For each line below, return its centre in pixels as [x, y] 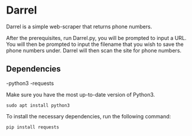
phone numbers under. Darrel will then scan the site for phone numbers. [94, 50]
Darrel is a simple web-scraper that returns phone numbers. [79, 26]
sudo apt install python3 [38, 105]
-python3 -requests [30, 83]
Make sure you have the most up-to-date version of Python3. [81, 94]
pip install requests [33, 127]
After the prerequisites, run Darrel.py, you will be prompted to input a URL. [96, 38]
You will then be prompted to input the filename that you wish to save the [95, 44]
